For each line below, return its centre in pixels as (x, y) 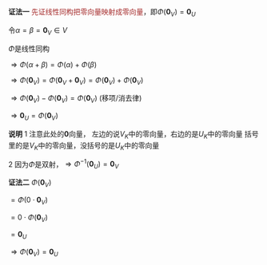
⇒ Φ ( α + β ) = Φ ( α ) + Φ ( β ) (54, 64)
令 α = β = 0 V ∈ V (38, 31)
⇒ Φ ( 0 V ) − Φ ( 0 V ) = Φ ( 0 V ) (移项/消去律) (76, 99)
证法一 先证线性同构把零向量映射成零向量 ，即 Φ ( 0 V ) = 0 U (102, 13)
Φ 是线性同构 (29, 48)
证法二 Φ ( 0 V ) (30, 184)
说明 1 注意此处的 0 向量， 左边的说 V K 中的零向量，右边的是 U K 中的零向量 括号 (133, 134)
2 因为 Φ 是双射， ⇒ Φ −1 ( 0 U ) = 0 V (64, 164)
